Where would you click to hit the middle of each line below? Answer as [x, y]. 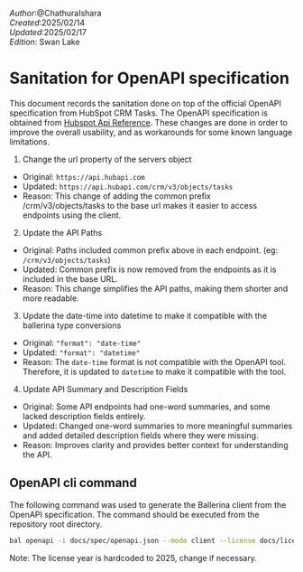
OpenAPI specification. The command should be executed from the [134, 514]
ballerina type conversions [72, 325]
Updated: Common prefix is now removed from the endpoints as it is [149, 269]
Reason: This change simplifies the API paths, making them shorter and [155, 288]
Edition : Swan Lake [45, 42]
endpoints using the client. [72, 215]
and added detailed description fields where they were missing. [140, 435]
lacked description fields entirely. [84, 416]
